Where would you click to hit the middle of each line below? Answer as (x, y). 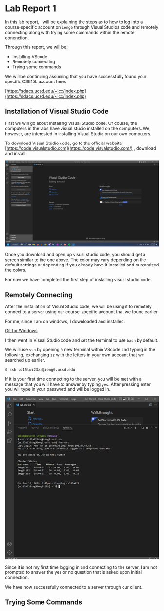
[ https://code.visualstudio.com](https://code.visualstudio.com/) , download (81, 148)
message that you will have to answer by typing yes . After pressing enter (78, 384)
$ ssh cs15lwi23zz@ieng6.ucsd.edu (40, 370)
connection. (17, 577)
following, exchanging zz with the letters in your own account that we (75, 355)
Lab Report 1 (31, 9)
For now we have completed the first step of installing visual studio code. (79, 280)
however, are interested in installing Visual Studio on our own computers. (78, 133)
